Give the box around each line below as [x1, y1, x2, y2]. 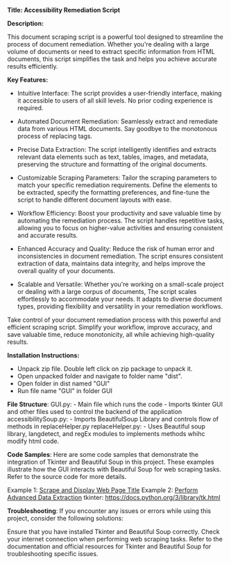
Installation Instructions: [7, 351, 80, 359]
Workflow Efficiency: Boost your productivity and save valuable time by [17, 209, 221, 217]
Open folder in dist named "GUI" [17, 379, 110, 388]
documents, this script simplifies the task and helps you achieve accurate [7, 55, 217, 63]
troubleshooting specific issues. [7, 550, 99, 557]
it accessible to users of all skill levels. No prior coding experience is [17, 96, 213, 105]
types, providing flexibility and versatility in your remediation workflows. [17, 302, 223, 311]
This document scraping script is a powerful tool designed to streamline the [7, 33, 223, 41]
